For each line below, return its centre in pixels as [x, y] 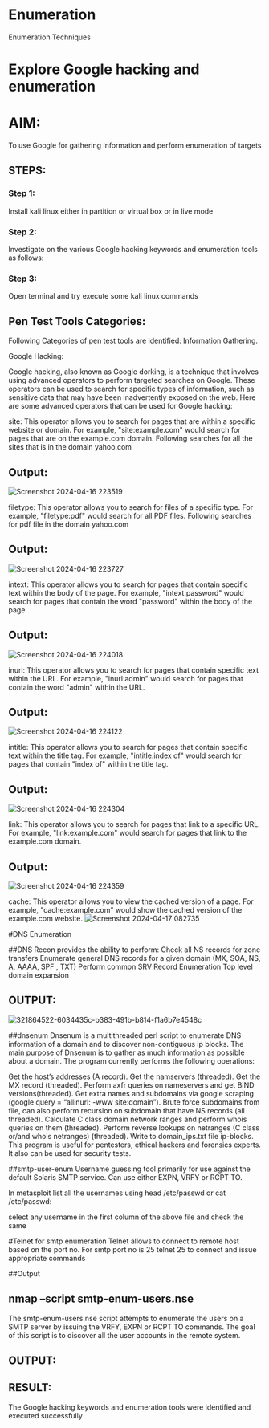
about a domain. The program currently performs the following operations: [132, 1060]
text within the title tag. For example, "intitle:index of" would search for [125, 755]
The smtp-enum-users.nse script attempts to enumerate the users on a [126, 1318]
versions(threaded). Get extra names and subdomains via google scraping [131, 1093]
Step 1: [22, 193]
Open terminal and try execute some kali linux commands [103, 296]
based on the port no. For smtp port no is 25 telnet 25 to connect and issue [132, 1249]
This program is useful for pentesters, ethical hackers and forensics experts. [134, 1145]
